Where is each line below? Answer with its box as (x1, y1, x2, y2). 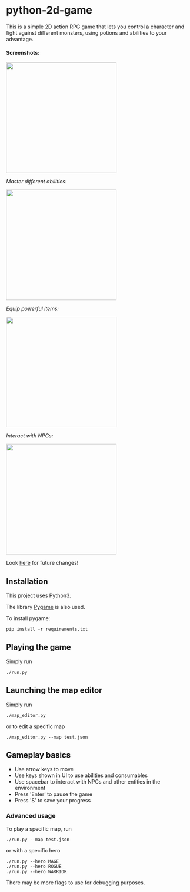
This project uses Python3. (6, 592, 72, 599)
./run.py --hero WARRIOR (6, 868, 67, 874)
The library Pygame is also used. (6, 603, 85, 610)
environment (14, 785, 46, 792)
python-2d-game (6, 4, 92, 17)
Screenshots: (6, 49, 40, 56)
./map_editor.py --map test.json (6, 734, 88, 740)
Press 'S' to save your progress (14, 797, 91, 804)
